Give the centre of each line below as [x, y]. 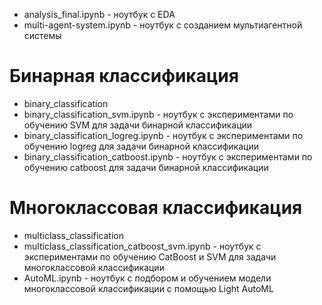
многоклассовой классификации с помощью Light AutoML [148, 288]
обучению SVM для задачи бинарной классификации [138, 125]
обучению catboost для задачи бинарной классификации [146, 167]
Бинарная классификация [124, 76]
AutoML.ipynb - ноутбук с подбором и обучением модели [147, 278]
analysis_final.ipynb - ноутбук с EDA [99, 14]
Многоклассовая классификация [156, 208]
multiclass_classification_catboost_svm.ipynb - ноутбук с [142, 246]
